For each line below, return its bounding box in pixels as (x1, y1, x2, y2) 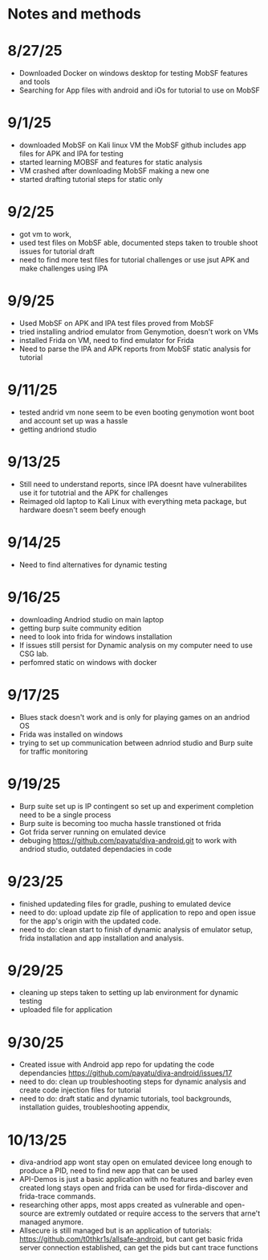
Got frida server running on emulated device (18, 827, 166, 837)
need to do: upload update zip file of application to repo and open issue (18, 907, 256, 917)
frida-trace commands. (18, 1192, 96, 1201)
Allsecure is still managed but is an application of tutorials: (18, 1225, 212, 1236)
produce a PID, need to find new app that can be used (18, 1166, 198, 1175)
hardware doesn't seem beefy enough (18, 505, 146, 514)
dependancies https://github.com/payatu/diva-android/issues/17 (18, 1068, 233, 1078)
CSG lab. (18, 649, 49, 659)
